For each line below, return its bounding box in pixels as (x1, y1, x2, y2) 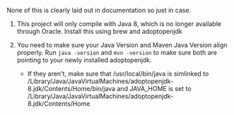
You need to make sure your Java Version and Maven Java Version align (16, 41, 228, 49)
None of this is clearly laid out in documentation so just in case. (6, 6, 192, 14)
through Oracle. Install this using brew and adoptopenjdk (16, 28, 183, 35)
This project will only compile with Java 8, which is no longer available (16, 20, 222, 28)
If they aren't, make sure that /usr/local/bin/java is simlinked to (27, 70, 209, 78)
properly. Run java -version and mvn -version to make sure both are (16, 49, 217, 56)
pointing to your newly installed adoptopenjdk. (16, 56, 153, 64)
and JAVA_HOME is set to (117, 85, 192, 92)
